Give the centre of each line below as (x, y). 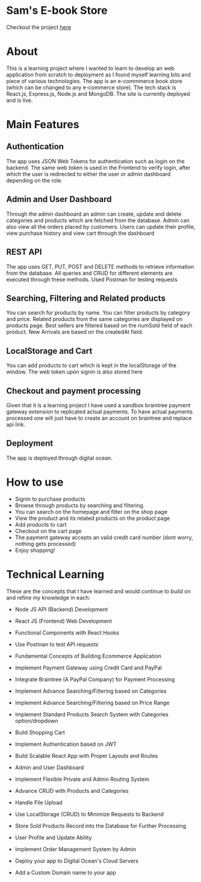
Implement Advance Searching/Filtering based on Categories (91, 691)
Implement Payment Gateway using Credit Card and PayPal (88, 668)
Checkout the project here (39, 27)
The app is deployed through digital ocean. (60, 458)
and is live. (20, 100)
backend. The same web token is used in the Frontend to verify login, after (98, 167)
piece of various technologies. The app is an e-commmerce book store (94, 81)
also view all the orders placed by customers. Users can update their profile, (101, 227)
